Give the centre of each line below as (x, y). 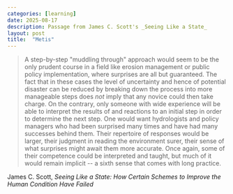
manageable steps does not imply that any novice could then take (119, 97)
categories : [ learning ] (42, 14)
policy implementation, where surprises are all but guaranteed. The (121, 75)
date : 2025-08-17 (32, 20)
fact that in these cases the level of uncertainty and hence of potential (125, 82)
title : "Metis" (31, 40)
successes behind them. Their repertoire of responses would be (116, 134)
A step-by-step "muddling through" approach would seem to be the (122, 59)
